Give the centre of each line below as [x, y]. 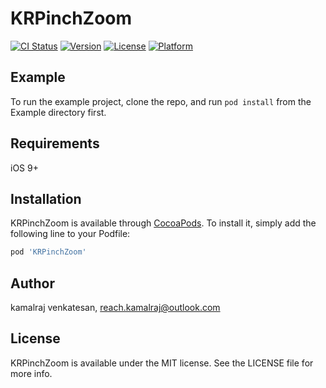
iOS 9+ [24, 168]
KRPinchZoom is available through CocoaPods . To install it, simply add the [163, 223]
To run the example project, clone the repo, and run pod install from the [161, 101]
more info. [31, 373]
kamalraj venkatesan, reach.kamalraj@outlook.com [115, 308]
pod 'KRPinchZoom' [48, 252]
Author [32, 283]
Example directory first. [58, 112]
